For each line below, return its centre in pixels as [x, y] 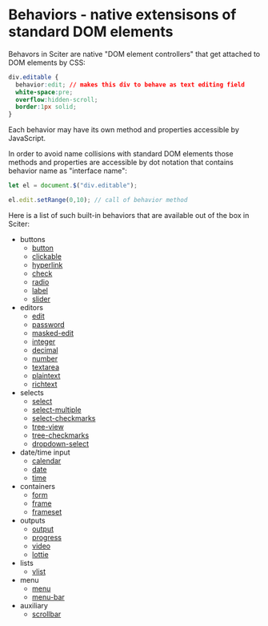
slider [41, 299]
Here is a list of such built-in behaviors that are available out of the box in [129, 215]
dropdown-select [60, 443]
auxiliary [34, 605]
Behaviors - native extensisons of [122, 15]
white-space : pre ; [44, 92]
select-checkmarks [64, 418]
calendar [46, 460]
